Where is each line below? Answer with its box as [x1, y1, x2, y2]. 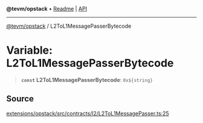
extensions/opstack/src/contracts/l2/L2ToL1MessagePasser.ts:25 [6, 110, 169, 117]
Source [6, 93, 34, 104]
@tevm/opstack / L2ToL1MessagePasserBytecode [6, 22, 132, 30]
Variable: [6, 43, 53, 57]
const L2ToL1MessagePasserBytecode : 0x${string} [21, 76, 153, 83]
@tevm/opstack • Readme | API [6, 5, 88, 12]
